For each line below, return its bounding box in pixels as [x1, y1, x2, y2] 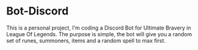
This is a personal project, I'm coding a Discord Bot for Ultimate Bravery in [6, 24, 191, 31]
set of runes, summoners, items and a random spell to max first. [6, 37, 166, 44]
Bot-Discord [6, 4, 69, 18]
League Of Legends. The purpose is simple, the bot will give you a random [6, 30, 193, 37]
